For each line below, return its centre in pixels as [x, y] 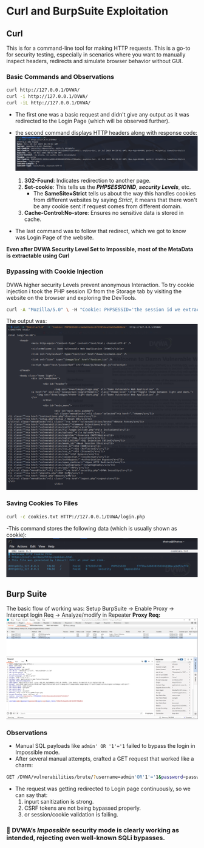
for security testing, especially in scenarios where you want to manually [96, 55]
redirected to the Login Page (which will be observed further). [92, 121]
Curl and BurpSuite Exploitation [87, 11]
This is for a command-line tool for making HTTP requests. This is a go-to [98, 48]
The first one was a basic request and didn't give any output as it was [102, 114]
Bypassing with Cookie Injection [55, 271]
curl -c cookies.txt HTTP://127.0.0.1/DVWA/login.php [76, 517]
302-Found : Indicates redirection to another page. [87, 181]
